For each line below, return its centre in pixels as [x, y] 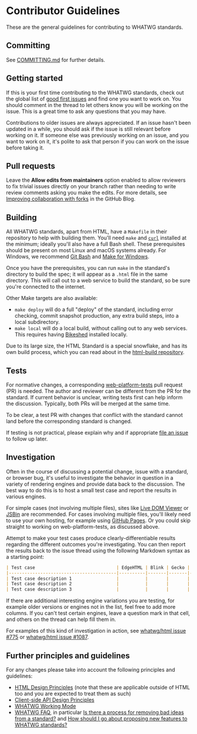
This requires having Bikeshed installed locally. [71, 335]
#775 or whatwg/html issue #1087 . [47, 637]
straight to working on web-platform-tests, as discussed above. [83, 526]
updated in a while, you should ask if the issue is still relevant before [89, 129]
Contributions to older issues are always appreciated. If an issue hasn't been [98, 122]
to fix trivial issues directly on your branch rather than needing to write [91, 186]
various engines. [26, 496]
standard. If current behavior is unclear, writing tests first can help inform [94, 397]
